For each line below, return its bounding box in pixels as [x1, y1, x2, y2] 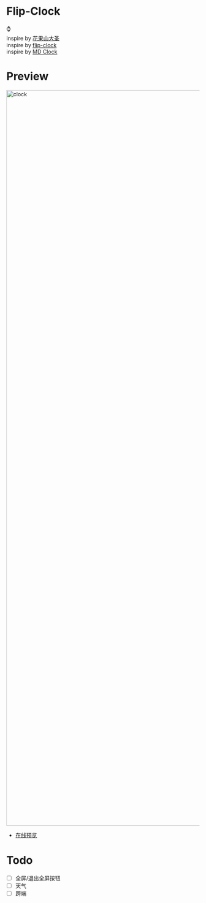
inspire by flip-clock [6, 41, 57, 48]
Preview [6, 69, 49, 83]
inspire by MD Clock [6, 48, 58, 55]
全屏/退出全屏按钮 [15, 874, 61, 882]
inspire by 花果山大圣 [6, 34, 60, 42]
